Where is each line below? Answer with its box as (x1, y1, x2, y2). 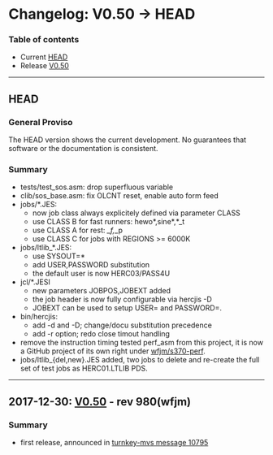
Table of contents (8, 34, 80, 45)
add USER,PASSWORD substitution (32, 260, 150, 270)
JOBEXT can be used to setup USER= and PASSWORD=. (32, 303, 222, 313)
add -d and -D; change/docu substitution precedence (32, 320, 213, 330)
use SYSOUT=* (32, 251, 85, 261)
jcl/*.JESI (19, 277, 50, 287)
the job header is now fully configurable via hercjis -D (32, 294, 213, 305)
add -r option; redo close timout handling (32, 329, 171, 339)
